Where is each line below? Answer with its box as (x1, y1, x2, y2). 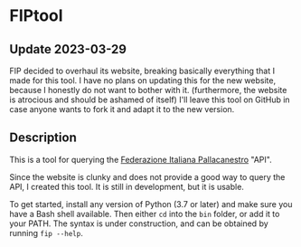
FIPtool (9, 5, 63, 26)
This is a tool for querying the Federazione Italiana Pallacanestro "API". (9, 154, 273, 165)
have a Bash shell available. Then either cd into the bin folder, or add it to (9, 208, 280, 219)
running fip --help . (9, 227, 83, 238)
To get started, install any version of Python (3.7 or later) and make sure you (9, 198, 293, 209)
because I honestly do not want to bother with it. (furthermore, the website (9, 85, 287, 95)
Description (9, 130, 77, 146)
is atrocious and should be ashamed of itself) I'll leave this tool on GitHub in (9, 94, 291, 105)
